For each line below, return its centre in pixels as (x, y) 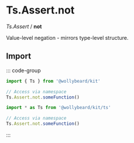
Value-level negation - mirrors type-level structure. (67, 38)
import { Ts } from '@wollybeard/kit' (53, 81)
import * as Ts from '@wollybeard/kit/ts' (59, 108)
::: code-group (23, 70)
